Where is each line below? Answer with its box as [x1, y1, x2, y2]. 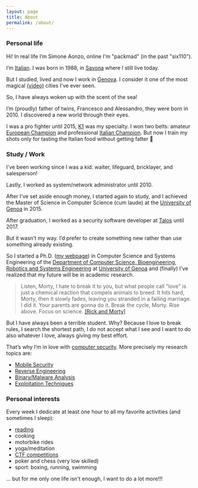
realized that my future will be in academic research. [6, 271, 135, 278]
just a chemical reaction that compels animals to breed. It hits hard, [20, 288, 185, 296]
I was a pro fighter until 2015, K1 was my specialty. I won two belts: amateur [6, 123, 191, 130]
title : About [6, 14, 39, 20]
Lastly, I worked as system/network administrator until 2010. [6, 181, 153, 188]
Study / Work [6, 150, 45, 158]
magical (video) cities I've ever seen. [6, 82, 96, 89]
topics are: [6, 349, 33, 357]
